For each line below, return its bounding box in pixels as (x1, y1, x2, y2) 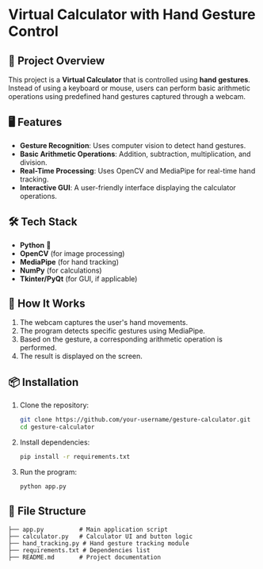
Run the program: (19, 467, 78, 476)
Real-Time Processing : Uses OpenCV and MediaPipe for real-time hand (19, 166, 256, 175)
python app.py (19, 482, 67, 491)
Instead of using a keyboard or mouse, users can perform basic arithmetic (8, 83, 251, 93)
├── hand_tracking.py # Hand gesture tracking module (8, 539, 190, 548)
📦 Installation (8, 375, 79, 389)
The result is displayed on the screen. (19, 351, 143, 361)
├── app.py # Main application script (8, 525, 169, 533)
